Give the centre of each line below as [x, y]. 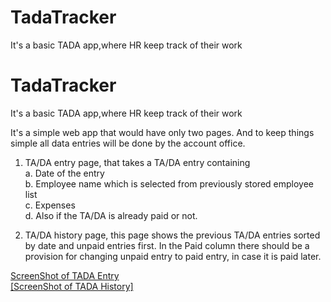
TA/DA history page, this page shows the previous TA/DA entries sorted [172, 235]
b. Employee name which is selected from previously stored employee [169, 183]
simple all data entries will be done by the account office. [128, 143]
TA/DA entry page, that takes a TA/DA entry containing [137, 162]
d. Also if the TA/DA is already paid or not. [111, 215]
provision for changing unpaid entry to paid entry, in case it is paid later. [173, 256]
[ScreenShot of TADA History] [72, 286]
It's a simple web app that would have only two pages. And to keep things [162, 132]
